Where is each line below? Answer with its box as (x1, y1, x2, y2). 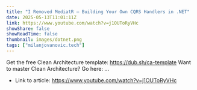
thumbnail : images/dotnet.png (6, 37, 83, 43)
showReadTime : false (6, 31, 58, 37)
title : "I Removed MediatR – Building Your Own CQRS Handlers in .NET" (6, 8, 190, 15)
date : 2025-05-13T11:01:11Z (6, 14, 77, 20)
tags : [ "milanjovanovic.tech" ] (6, 43, 85, 49)
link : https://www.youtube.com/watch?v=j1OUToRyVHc (6, 20, 139, 26)
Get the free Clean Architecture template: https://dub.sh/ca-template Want (6, 58, 191, 66)
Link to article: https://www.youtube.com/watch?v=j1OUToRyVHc (14, 76, 177, 84)
